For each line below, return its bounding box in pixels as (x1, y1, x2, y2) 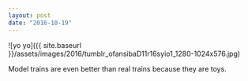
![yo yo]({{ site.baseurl (8, 40, 81, 50)
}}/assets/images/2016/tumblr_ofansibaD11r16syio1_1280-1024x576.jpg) (8, 49, 241, 58)
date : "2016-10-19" (8, 19, 73, 27)
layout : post (8, 11, 51, 20)
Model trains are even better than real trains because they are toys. (8, 64, 227, 73)
